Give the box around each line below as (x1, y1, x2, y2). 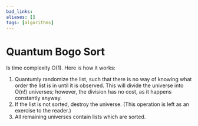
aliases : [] (6, 14, 35, 20)
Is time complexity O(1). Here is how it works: (6, 64, 116, 71)
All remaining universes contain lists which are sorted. (14, 113, 146, 121)
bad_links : (6, 8, 33, 15)
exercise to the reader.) (14, 107, 72, 114)
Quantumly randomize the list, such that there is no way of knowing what (14, 76, 192, 83)
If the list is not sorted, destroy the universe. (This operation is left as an (14, 101, 190, 108)
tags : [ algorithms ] (6, 19, 54, 25)
